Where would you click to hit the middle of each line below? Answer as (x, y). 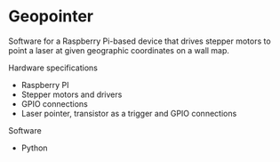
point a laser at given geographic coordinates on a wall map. (119, 50)
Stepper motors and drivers (72, 94)
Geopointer (51, 16)
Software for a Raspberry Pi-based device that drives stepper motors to (140, 41)
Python (34, 148)
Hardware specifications (53, 68)
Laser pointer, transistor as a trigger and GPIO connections (129, 113)
